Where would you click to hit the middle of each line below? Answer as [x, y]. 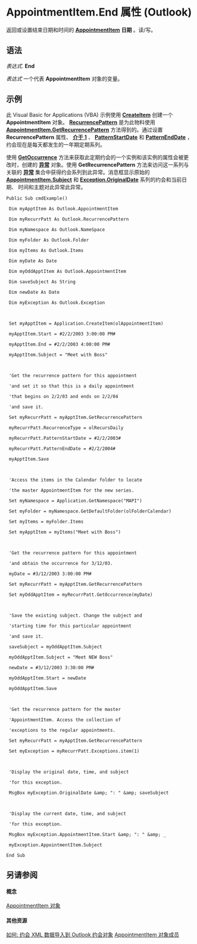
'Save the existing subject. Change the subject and [76, 615]
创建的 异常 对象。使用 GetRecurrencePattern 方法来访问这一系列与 [105, 164]
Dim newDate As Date [34, 292]
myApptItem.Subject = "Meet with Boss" [58, 355]
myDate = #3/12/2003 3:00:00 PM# [50, 574]
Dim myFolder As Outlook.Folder [49, 240]
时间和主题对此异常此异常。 [52, 187]
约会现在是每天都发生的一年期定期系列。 [56, 144]
